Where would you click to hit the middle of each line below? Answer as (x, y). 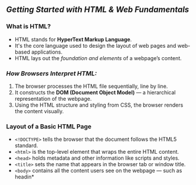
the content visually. (39, 111)
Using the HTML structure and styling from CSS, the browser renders (99, 105)
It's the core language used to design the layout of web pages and (95, 45)
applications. (47, 52)
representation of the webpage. (53, 98)
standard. (26, 146)
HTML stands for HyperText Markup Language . (73, 39)
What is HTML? (29, 27)
